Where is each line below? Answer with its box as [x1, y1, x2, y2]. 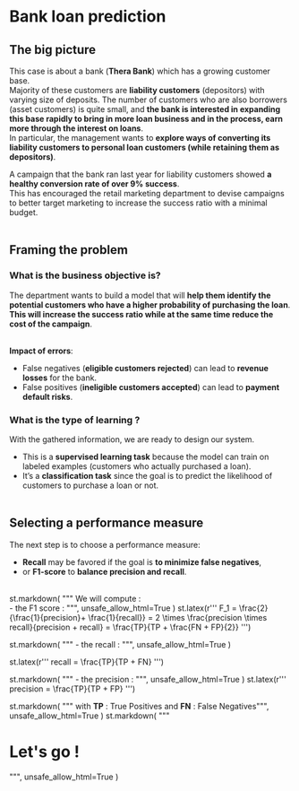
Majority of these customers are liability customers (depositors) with [9, 85, 266, 95]
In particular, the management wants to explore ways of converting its [9, 133, 271, 143]
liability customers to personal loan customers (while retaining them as [9, 142, 280, 152]
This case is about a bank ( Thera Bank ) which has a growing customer [9, 65, 271, 76]
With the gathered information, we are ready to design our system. [9, 433, 255, 445]
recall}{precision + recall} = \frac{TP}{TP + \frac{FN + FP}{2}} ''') [9, 621, 252, 632]
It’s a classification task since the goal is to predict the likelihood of [21, 470, 273, 481]
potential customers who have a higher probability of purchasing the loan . [9, 299, 291, 310]
